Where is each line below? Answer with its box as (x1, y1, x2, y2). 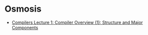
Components (11, 24, 38, 30)
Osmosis (4, 3, 41, 15)
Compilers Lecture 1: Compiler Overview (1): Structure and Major (11, 19, 143, 25)
